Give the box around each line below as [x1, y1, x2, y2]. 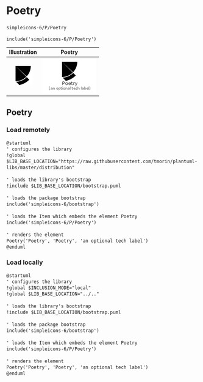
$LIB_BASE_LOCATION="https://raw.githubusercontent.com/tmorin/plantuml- [6, 158, 198, 164]
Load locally [6, 258, 43, 266]
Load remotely [6, 125, 51, 134]
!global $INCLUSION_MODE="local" [6, 285, 91, 291]
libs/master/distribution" [6, 164, 75, 171]
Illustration [9, 48, 38, 56]
